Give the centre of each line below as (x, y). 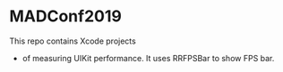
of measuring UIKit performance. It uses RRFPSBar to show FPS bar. (148, 58)
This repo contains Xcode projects (73, 41)
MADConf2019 (66, 16)
